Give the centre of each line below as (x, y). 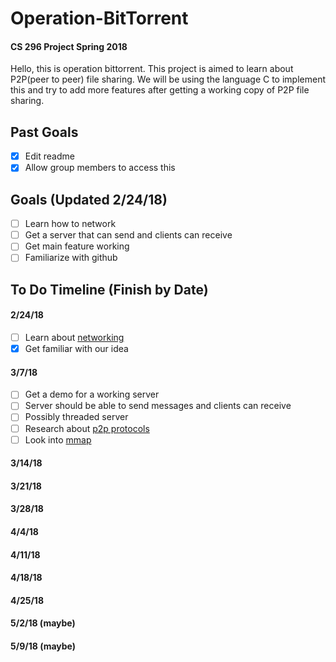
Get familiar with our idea (76, 349)
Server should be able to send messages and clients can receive (158, 406)
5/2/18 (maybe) (43, 623)
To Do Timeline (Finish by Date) (109, 289)
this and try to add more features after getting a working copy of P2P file (160, 90)
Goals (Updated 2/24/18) (89, 199)
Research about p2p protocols (87, 428)
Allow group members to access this (100, 168)
